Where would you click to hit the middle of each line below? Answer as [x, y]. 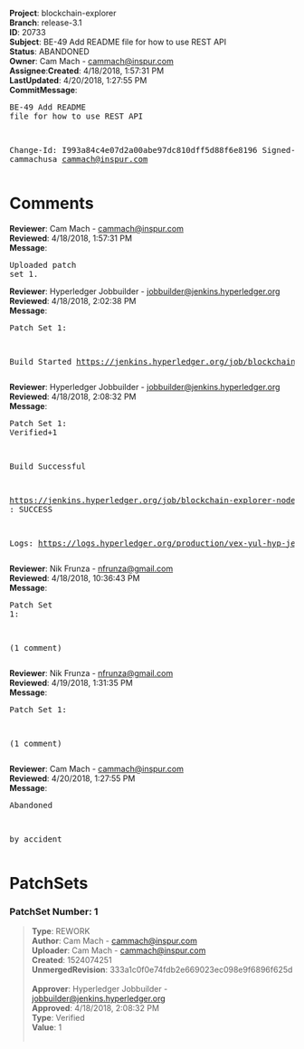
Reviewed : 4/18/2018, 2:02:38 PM [73, 300]
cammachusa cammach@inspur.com [79, 159]
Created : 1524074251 [71, 960]
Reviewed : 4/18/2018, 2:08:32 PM [73, 396]
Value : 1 [47, 1027]
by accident [36, 839]
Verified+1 [33, 432]
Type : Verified [58, 1018]
